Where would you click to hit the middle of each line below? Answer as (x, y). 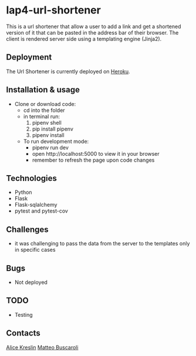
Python (23, 192)
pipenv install (48, 135)
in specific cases (35, 250)
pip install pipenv (53, 129)
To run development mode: (56, 141)
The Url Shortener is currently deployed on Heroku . (68, 71)
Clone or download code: (45, 104)
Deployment (29, 57)
